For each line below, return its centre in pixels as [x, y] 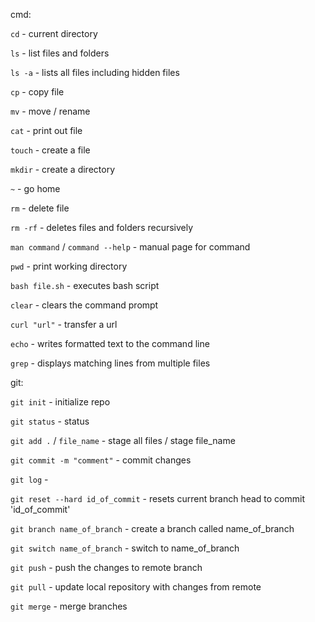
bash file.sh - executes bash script [85, 285]
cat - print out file [46, 130]
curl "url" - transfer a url [64, 324]
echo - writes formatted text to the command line [110, 343]
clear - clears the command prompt [84, 305]
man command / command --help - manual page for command [130, 247]
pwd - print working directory [69, 266]
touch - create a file [50, 150]
